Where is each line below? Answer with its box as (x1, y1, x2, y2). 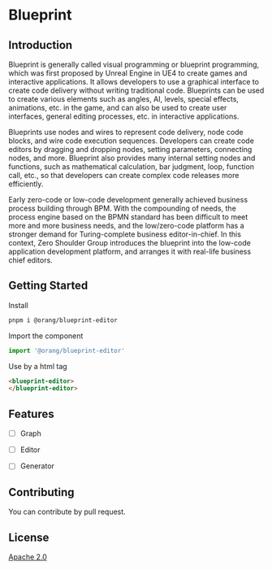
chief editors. (8, 255, 53, 265)
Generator (19, 461, 55, 471)
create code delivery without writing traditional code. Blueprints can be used (8, 85, 265, 95)
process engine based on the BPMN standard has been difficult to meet (8, 212, 248, 221)
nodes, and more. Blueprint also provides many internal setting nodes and (8, 153, 256, 163)
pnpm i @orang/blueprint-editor (8, 315, 118, 324)
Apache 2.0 (8, 551, 47, 562)
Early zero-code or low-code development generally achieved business (8, 195, 248, 204)
